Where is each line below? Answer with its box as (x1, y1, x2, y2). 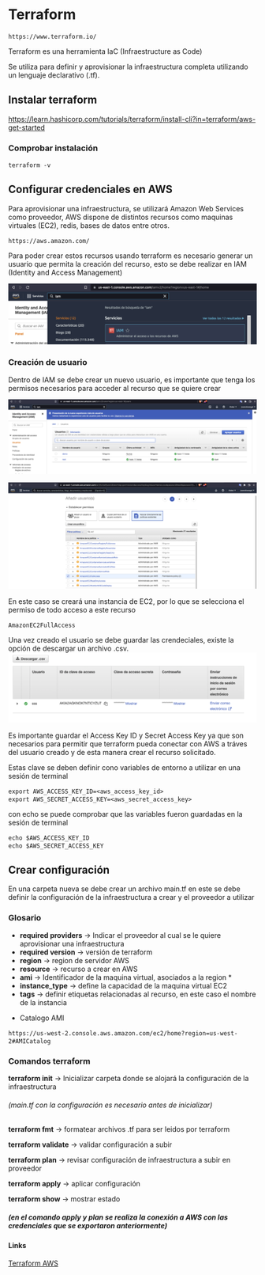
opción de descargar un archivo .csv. (8, 643, 129, 654)
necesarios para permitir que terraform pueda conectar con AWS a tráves (8, 738, 248, 749)
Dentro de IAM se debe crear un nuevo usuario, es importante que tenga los (8, 374, 256, 385)
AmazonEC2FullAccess (8, 621, 77, 630)
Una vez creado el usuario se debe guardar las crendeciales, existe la (8, 636, 234, 645)
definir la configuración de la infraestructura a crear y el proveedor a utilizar (8, 893, 255, 902)
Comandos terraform (8, 1055, 91, 1066)
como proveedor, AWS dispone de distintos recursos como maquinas (8, 212, 233, 222)
